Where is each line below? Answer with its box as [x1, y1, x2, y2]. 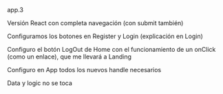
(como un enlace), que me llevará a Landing [7, 52, 132, 61]
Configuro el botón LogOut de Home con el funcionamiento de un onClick [7, 46, 216, 53]
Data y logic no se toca [7, 79, 72, 87]
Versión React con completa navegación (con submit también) [7, 19, 184, 27]
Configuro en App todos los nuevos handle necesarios [7, 66, 162, 74]
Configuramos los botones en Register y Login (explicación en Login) [7, 32, 203, 40]
